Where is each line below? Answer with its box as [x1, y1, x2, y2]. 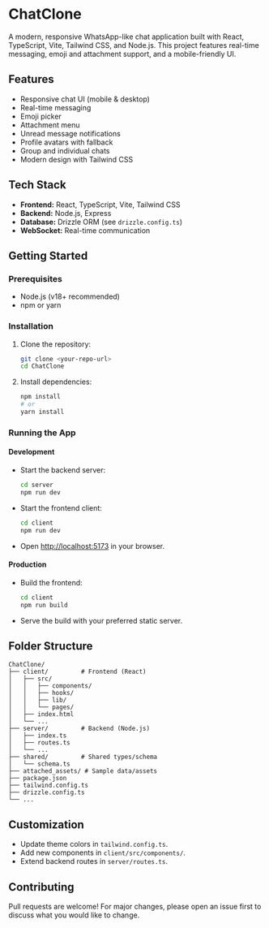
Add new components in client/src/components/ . [19, 848, 186, 857]
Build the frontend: [19, 577, 83, 587]
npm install [19, 393, 61, 401]
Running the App [8, 427, 76, 438]
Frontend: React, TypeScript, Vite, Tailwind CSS [19, 200, 181, 209]
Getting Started [8, 248, 88, 262]
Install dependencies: [19, 377, 92, 386]
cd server [19, 481, 54, 490]
